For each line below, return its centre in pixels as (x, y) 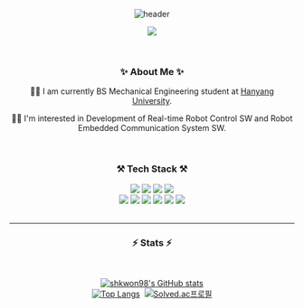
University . (152, 101)
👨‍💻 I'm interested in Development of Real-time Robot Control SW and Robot (152, 118)
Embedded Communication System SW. (152, 128)
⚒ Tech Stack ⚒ (152, 169)
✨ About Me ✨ (152, 71)
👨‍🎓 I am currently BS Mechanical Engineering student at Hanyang (152, 91)
